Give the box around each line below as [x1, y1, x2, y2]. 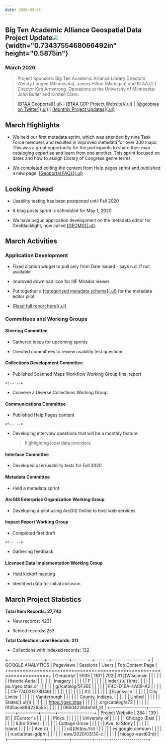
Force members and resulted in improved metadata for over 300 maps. [12, 139, 158, 145]
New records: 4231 [12, 618, 52, 624]
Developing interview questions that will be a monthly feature [12, 430, 138, 437]
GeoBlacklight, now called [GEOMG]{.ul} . [12, 223, 96, 229]
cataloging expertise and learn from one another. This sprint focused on [12, 150, 160, 156]
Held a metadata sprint [12, 485, 60, 491]
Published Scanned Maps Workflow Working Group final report [12, 371, 142, 377]
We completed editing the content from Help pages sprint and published [12, 165, 161, 171]
